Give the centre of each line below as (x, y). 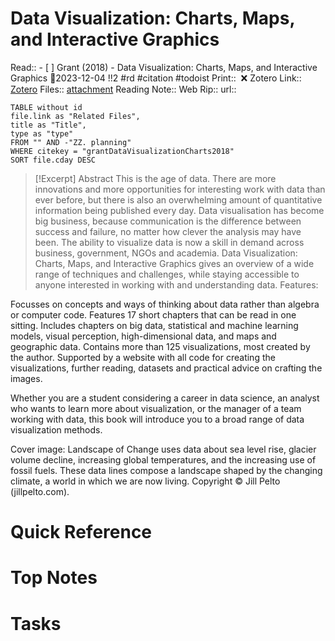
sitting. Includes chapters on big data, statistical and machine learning (154, 325)
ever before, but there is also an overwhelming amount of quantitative (178, 199)
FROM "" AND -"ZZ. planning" (71, 142)
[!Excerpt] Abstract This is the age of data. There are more (155, 178)
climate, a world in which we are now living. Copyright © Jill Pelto (145, 481)
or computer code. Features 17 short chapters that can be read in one (153, 314)
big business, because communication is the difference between (168, 221)
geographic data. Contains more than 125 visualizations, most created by (160, 346)
